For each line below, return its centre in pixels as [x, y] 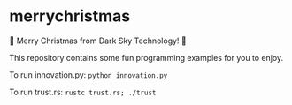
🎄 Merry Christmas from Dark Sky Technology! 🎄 [98, 41]
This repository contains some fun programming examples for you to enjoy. [146, 57]
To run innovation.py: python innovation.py [88, 75]
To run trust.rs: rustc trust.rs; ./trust [83, 92]
